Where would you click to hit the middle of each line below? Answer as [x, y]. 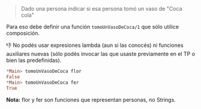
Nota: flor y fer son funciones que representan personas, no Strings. [91, 99]
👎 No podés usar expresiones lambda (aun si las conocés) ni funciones [95, 45]
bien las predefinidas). [34, 60]
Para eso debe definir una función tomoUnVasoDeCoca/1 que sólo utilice [92, 27]
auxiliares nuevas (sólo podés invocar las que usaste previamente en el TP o [101, 54]
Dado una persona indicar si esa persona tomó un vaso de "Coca [101, 9]
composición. [23, 33]
